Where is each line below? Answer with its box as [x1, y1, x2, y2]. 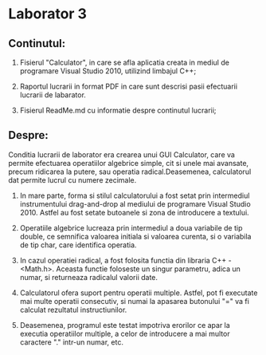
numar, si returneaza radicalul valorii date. [19, 272, 158, 282]
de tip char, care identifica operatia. [19, 240, 137, 250]
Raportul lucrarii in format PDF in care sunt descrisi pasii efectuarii [19, 81, 237, 91]
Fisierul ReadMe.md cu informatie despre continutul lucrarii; [19, 105, 217, 115]
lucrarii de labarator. [19, 90, 86, 100]
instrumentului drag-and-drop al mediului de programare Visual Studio [19, 199, 251, 208]
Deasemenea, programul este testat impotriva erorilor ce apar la [19, 320, 231, 329]
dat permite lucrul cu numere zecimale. [8, 175, 137, 184]
